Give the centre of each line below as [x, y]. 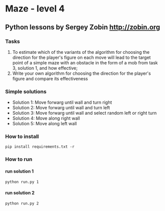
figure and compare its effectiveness [50, 78]
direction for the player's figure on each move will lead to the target [82, 57]
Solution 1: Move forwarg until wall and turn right [62, 102]
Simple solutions [26, 91]
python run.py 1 [22, 182]
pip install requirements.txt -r [40, 147]
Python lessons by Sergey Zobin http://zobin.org [83, 27]
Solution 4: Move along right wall [46, 118]
